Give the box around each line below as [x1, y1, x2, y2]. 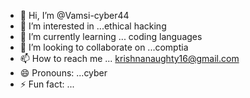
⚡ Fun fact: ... [19, 78, 75, 90]
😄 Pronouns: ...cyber [19, 67, 108, 79]
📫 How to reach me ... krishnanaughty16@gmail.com [19, 53, 240, 64]
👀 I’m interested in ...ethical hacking [19, 20, 167, 32]
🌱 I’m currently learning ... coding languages [19, 31, 203, 42]
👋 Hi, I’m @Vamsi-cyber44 [19, 10, 130, 21]
